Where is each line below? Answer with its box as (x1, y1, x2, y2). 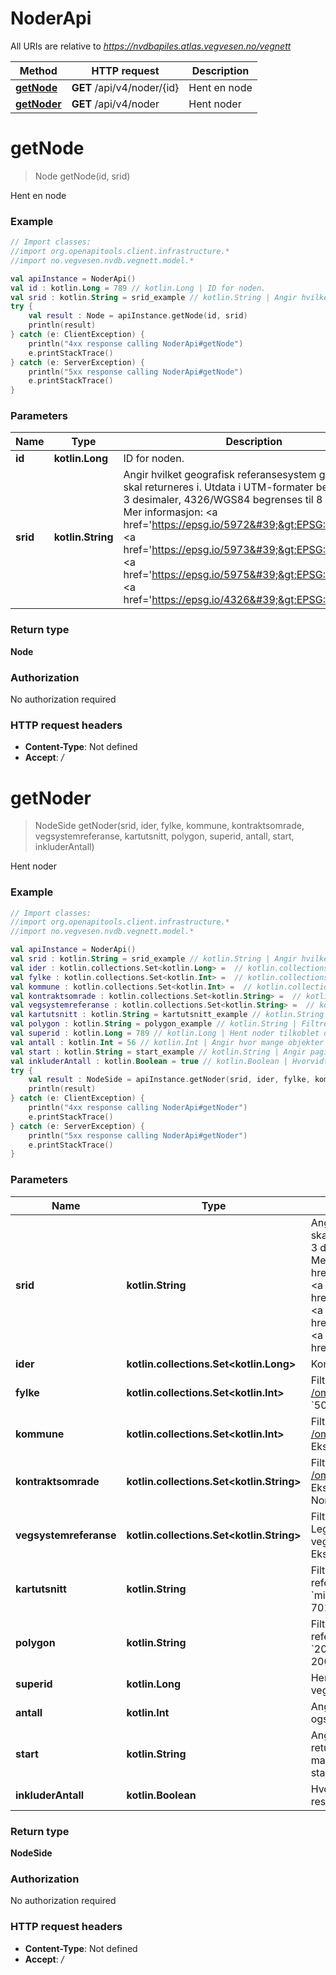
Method (19, 63, 58, 77)
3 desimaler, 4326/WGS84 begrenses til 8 (123, 493, 323, 507)
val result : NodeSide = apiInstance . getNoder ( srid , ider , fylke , (28, 1075, 311, 1085)
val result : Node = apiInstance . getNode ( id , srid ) (28, 311, 248, 321)
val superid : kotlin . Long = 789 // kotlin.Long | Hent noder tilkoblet (10, 1028, 320, 1039)
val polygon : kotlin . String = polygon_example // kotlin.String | (10, 1019, 298, 1029)
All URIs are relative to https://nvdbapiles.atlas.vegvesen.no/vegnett (10, 40, 292, 52)
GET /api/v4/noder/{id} (71, 80, 180, 94)
